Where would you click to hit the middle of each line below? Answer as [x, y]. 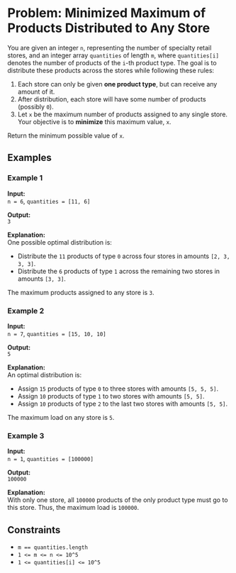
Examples [29, 158]
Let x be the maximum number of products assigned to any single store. [123, 114]
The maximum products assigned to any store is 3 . [81, 292]
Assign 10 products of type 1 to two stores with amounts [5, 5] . [111, 396]
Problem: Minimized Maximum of [107, 13]
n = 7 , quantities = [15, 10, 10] [57, 333]
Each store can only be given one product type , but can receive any [117, 84]
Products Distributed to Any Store [109, 28]
